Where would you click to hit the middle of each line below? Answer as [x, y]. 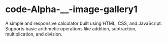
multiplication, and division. [34, 34]
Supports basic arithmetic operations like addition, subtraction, [71, 28]
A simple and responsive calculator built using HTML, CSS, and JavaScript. [84, 23]
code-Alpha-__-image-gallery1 [72, 9]
